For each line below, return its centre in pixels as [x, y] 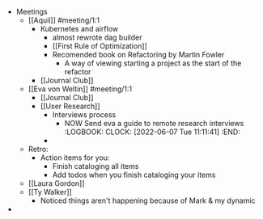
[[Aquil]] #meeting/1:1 [64, 20]
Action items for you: [75, 158]
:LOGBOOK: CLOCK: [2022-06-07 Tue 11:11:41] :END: [152, 132]
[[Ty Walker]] [50, 192]
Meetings [32, 12]
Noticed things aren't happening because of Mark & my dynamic [148, 200]
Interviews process [84, 115]
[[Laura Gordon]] [56, 183]
